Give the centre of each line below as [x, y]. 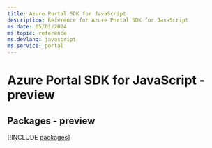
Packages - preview [51, 121]
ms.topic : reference [37, 33]
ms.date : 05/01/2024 [37, 26]
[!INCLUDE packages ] [39, 137]
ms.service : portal [36, 46]
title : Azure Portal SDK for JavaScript [67, 14]
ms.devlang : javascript [42, 40]
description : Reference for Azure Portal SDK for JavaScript [98, 20]
